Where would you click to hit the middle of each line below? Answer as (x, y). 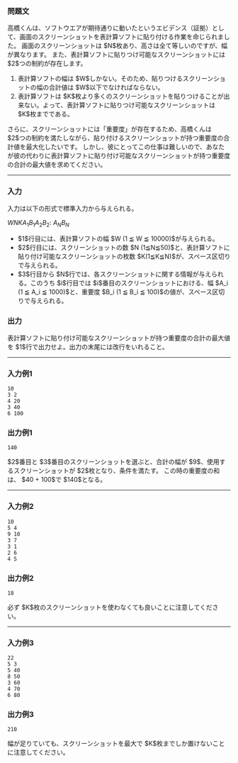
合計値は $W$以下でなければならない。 (106, 87)
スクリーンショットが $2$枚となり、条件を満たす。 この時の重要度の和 (117, 471)
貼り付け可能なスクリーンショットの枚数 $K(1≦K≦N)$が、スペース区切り (124, 256)
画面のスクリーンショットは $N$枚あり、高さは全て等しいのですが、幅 (124, 46)
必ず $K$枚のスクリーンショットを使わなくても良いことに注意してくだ (110, 607)
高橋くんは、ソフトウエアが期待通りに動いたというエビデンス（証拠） (110, 28)
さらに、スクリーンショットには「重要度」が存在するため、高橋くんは (109, 129)
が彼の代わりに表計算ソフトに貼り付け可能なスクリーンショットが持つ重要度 (119, 156)
